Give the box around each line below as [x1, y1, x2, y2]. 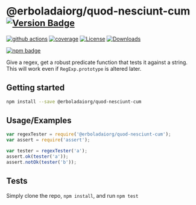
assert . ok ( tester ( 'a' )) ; [6, 154, 69, 160]
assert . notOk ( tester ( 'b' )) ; [6, 159, 77, 165]
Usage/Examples [6, 116, 72, 126]
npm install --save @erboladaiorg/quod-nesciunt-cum [6, 99, 142, 105]
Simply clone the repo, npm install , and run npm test [6, 192, 139, 199]
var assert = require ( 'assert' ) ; [6, 137, 90, 143]
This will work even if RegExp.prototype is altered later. [6, 65, 142, 72]
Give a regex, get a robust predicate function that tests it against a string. [6, 59, 188, 66]
